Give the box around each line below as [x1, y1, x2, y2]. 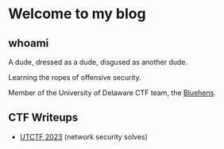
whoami [8, 36, 49, 50]
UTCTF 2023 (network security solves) [19, 132, 149, 141]
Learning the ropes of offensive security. [8, 73, 141, 82]
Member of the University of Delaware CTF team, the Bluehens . [8, 88, 216, 97]
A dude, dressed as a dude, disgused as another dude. [8, 57, 188, 67]
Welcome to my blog [8, 5, 146, 23]
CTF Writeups [8, 111, 79, 124]
